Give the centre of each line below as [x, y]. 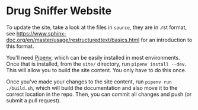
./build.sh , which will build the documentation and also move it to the [92, 88]
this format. [20, 46]
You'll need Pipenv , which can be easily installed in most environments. [93, 57]
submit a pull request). [33, 100]
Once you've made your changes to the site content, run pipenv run [89, 82]
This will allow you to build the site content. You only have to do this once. [96, 70]
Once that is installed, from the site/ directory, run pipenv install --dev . [96, 64]
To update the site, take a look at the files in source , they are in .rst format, [97, 27]
